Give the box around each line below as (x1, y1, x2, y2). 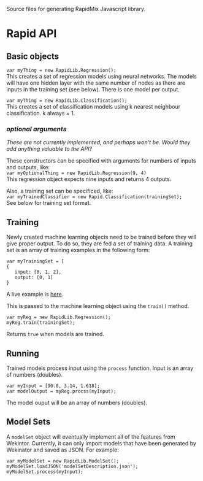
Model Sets (6, 417, 51, 427)
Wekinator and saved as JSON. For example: (6, 446, 119, 453)
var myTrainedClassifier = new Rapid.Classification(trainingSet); (6, 194, 183, 200)
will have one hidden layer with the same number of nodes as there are (6, 79, 186, 87)
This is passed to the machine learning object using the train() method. (6, 302, 190, 310)
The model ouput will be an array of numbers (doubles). (6, 399, 148, 406)
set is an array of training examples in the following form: (6, 247, 150, 254)
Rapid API (6, 27, 57, 40)
